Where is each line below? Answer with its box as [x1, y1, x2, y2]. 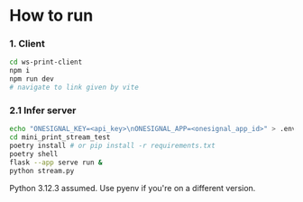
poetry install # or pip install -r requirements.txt [9, 141, 216, 151]
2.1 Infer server [9, 104, 77, 117]
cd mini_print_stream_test [9, 133, 111, 142]
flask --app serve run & [9, 158, 103, 167]
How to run [9, 5, 94, 26]
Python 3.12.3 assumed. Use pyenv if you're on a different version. [9, 182, 256, 193]
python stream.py [9, 166, 75, 175]
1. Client [9, 38, 45, 50]
